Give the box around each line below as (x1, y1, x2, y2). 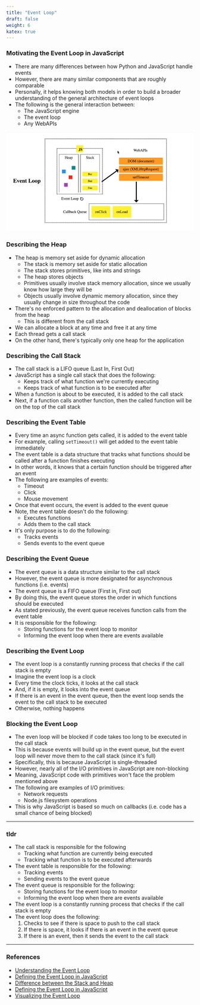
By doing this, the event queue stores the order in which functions (14, 594, 177, 601)
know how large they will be (23, 286, 92, 293)
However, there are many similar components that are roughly (14, 75, 167, 83)
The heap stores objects (23, 273, 84, 280)
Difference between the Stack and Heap (14, 979, 114, 986)
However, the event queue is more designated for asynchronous (14, 575, 173, 582)
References (6, 953, 40, 961)
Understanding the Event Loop (14, 966, 90, 974)
